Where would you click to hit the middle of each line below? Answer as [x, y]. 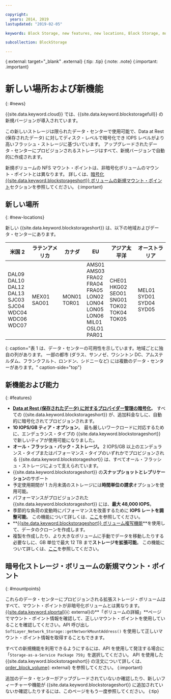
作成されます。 [30, 157]
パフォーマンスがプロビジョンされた [51, 497]
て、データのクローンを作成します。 [50, 529]
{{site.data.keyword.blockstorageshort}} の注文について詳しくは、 [75, 661]
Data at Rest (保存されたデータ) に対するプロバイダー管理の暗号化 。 [84, 408]
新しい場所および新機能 [54, 89]
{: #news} [16, 104]
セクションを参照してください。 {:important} [56, 187]
